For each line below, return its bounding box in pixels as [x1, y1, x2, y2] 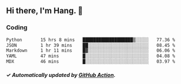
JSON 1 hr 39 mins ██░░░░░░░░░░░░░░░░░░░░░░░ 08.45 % [6, 42, 176, 48]
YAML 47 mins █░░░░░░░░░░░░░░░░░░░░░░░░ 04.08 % [6, 53, 176, 59]
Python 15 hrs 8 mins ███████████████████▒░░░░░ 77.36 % [6, 36, 176, 43]
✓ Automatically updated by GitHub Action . [6, 71, 116, 78]
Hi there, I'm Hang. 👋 [6, 6, 84, 16]
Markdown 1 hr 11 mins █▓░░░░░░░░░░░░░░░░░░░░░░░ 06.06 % [6, 48, 176, 53]
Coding [6, 23, 28, 32]
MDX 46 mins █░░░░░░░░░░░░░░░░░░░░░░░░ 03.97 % [6, 59, 176, 65]
